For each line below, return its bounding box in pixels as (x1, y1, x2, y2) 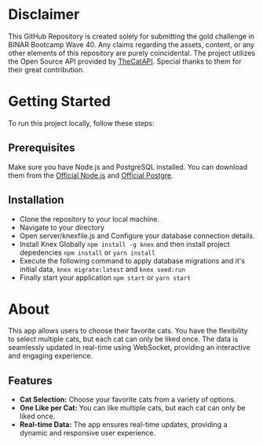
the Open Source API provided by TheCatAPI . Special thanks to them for (8, 57, 242, 66)
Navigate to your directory (19, 222, 104, 232)
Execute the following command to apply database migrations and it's (19, 256, 246, 265)
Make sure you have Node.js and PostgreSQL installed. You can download (8, 162, 248, 171)
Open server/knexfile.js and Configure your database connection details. (19, 230, 255, 241)
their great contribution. (8, 64, 85, 74)
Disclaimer (8, 6, 80, 24)
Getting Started (8, 93, 111, 111)
